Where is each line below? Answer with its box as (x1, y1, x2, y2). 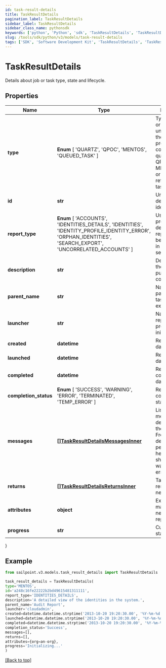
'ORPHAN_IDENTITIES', (57, 233, 112, 240)
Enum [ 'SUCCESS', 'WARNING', (57, 386, 132, 393)
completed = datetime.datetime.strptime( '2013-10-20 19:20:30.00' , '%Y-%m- (5, 621, 161, 626)
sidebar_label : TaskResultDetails (5, 21, 77, 26)
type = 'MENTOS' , (5, 584, 37, 589)
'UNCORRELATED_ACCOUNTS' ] (57, 246, 133, 253)
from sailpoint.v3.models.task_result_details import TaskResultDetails (5, 570, 158, 575)
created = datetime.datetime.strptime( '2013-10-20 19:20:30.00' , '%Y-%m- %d (5, 611, 161, 616)
